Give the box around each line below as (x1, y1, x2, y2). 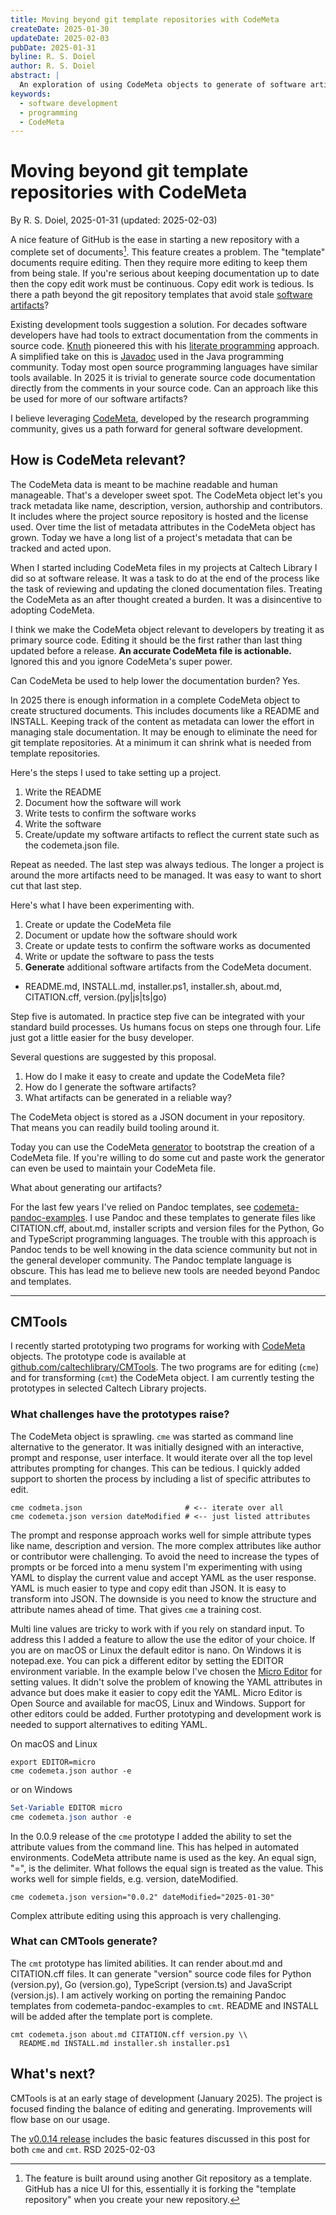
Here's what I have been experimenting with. (10, 899, 195, 911)
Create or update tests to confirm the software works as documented (24, 939, 311, 951)
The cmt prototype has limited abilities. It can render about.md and (10, 1957, 283, 1969)
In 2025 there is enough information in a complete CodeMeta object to (10, 694, 301, 706)
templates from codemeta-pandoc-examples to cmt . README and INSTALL (10, 1999, 319, 2011)
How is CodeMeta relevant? (10, 452, 187, 469)
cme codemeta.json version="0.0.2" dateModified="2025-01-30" (10, 1892, 275, 1902)
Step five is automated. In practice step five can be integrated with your (10, 1010, 306, 1022)
